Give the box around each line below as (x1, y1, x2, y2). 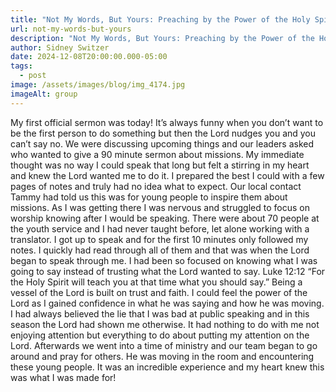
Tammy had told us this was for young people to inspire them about (10, 191, 288, 203)
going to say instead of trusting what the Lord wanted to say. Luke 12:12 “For (10, 265, 326, 277)
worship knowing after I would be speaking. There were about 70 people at (10, 212, 320, 224)
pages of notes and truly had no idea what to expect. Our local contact (10, 180, 302, 192)
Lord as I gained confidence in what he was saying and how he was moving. (10, 297, 325, 309)
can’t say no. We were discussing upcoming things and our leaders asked (10, 137, 315, 150)
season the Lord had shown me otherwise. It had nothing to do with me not (10, 318, 320, 330)
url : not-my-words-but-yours (10, 24, 132, 34)
